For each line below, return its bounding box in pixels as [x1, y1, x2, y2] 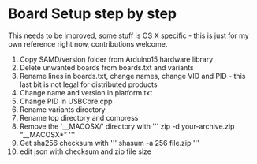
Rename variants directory [19, 104, 106, 114]
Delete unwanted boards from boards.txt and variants [19, 62, 195, 72]
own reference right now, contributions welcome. [8, 39, 168, 48]
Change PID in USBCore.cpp [19, 96, 113, 106]
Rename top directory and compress [19, 113, 139, 122]
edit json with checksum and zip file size [19, 147, 152, 156]
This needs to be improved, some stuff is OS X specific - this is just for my [8, 31, 250, 40]
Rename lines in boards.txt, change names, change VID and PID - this [19, 71, 246, 80]
